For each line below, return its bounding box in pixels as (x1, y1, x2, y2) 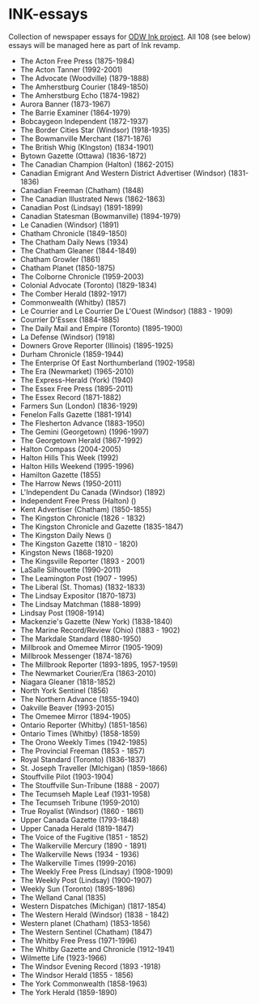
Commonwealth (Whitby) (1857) (19, 297, 127, 307)
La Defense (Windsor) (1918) (19, 332, 116, 342)
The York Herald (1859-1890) (19, 987, 117, 997)
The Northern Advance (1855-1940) (19, 694, 140, 704)
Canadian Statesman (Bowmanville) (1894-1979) (19, 211, 181, 221)
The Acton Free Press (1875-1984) (19, 56, 135, 66)
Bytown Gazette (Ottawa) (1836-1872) (19, 151, 147, 161)
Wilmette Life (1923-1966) (19, 953, 108, 963)
